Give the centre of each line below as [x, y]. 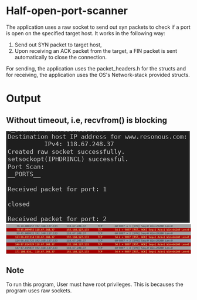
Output [23, 99]
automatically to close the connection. [61, 57]
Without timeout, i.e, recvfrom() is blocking [86, 120]
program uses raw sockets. [39, 291]
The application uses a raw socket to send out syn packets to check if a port [98, 27]
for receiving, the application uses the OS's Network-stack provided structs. [98, 75]
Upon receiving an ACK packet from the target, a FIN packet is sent [96, 50]
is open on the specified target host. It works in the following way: [86, 33]
